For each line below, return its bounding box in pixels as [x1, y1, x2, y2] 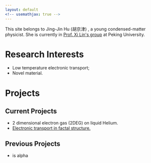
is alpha [12, 153, 29, 159]
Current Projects [5, 107, 57, 116]
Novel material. [12, 70, 43, 76]
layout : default [5, 7, 38, 12]
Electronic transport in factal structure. [12, 125, 91, 131]
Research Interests [5, 49, 84, 60]
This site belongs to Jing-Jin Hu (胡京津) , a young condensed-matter [5, 26, 146, 32]
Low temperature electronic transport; [12, 65, 90, 71]
